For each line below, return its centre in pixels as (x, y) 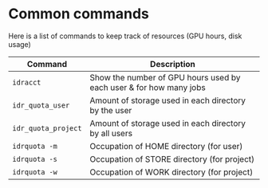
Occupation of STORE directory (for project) (172, 159)
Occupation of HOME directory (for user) (166, 146)
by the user (111, 110)
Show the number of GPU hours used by (165, 77)
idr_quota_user (41, 105)
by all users (111, 133)
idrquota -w (35, 172)
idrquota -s (35, 159)
